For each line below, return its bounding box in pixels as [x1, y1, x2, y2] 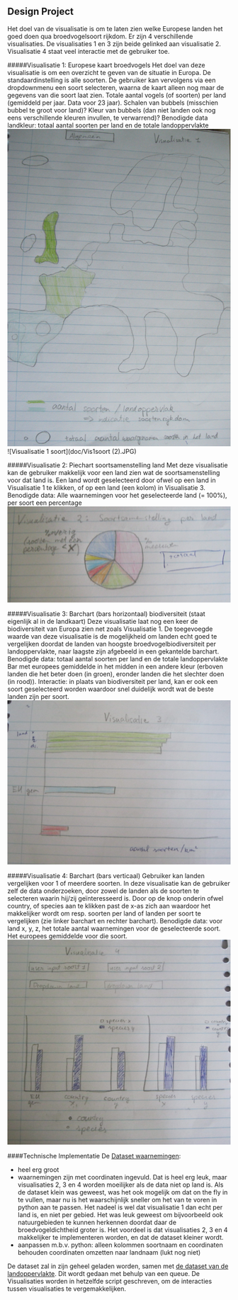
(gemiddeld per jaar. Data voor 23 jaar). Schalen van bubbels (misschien [7, 98, 218, 107]
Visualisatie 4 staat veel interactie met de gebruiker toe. [7, 47, 170, 55]
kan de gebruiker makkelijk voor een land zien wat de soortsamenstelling [7, 468, 220, 477]
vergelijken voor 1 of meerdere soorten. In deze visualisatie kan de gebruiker [7, 879, 230, 887]
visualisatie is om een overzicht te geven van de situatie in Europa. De [7, 68, 211, 76]
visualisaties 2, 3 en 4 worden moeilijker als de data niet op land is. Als [17, 1180, 224, 1189]
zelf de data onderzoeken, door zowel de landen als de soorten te [7, 886, 200, 895]
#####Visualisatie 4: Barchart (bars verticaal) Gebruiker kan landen [7, 871, 205, 880]
